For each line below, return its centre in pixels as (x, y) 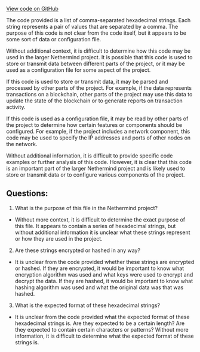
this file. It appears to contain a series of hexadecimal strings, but (95, 226)
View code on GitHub (32, 9)
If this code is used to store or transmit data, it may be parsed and (87, 81)
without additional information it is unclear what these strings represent (102, 232)
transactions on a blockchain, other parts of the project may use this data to (99, 94)
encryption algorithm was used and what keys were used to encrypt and (104, 274)
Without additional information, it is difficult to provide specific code (90, 156)
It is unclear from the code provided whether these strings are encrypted (104, 262)
